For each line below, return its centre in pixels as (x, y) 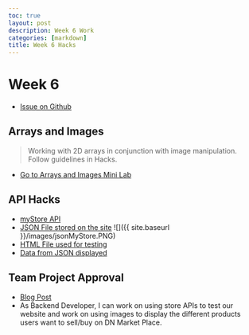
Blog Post (35, 297)
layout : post (30, 23)
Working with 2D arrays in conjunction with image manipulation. (132, 150)
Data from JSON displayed (63, 252)
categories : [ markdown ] (48, 38)
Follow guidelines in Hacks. (72, 159)
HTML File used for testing (63, 244)
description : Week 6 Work (51, 30)
